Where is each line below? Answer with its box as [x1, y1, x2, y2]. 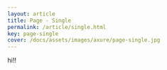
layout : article [7, 10, 55, 18]
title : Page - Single [7, 17, 72, 24]
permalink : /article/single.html [7, 23, 107, 30]
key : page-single [7, 30, 59, 37]
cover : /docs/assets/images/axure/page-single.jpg [7, 37, 161, 44]
